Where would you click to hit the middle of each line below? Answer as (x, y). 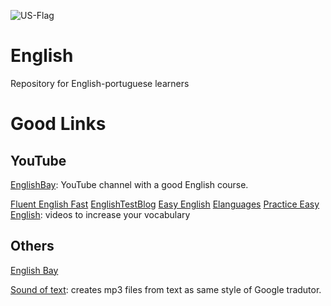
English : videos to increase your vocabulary (100, 214)
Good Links (58, 124)
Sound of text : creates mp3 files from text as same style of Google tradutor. (166, 289)
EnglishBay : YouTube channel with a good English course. (129, 184)
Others (32, 246)
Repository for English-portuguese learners (100, 83)
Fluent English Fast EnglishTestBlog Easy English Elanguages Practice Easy (165, 204)
